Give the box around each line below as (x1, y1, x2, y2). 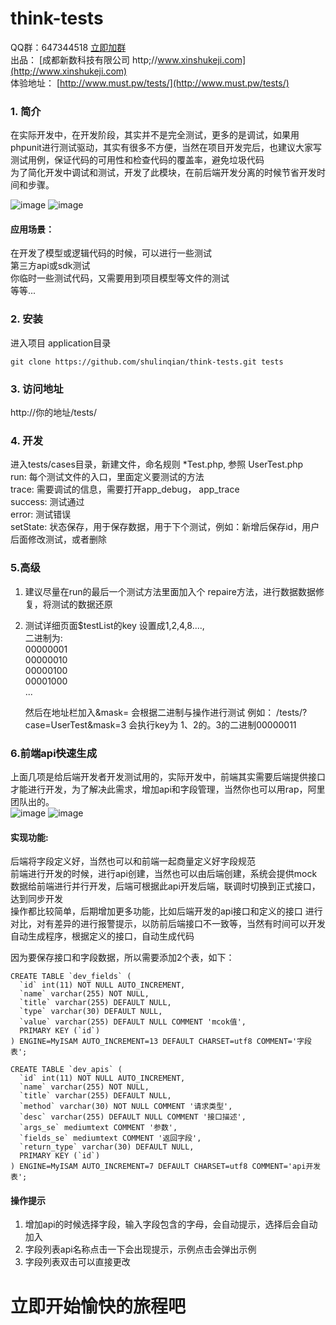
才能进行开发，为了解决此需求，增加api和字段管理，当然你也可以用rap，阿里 (10, 783, 326, 795)
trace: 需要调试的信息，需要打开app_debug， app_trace (10, 483, 240, 496)
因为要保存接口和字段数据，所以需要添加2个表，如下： (10, 952, 235, 964)
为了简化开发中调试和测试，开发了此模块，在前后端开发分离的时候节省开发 (10, 167, 317, 179)
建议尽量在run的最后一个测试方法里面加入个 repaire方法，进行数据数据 (24, 585, 316, 597)
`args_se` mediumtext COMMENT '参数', (19, 1123, 178, 1133)
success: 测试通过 (10, 496, 85, 508)
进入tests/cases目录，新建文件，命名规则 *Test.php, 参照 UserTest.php (10, 458, 304, 471)
